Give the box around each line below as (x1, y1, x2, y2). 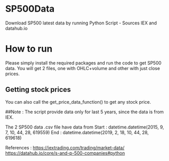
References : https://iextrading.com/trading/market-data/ (5, 144, 125, 150)
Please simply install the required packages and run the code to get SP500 (5, 59, 161, 66)
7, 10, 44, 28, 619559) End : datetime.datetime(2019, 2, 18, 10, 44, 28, (5, 129, 149, 135)
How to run (5, 43, 53, 55)
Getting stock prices (5, 85, 71, 94)
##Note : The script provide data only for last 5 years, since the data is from (5, 109, 164, 115)
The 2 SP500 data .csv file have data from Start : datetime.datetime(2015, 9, (5, 124, 164, 130)
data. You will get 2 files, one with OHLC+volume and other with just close (5, 65, 160, 71)
